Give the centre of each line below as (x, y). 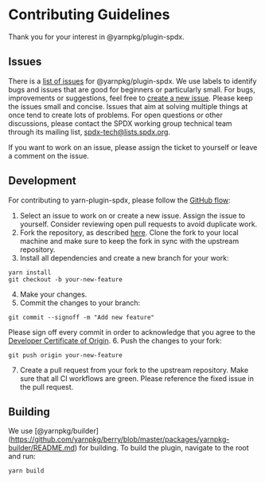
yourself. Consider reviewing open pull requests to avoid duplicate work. (138, 224)
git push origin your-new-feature (66, 355)
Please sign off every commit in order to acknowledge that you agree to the (132, 332)
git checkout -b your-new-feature (66, 279)
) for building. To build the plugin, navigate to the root (162, 448)
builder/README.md (42, 448)
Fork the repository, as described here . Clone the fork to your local (129, 232)
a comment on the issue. (49, 155)
